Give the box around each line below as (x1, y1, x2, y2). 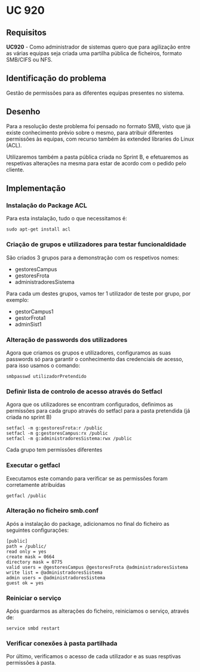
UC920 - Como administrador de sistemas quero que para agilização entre (6, 43, 191, 50)
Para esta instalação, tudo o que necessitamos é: (6, 215, 127, 222)
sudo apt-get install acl (6, 226, 70, 232)
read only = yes (6, 549, 47, 555)
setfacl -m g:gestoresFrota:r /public (6, 425, 103, 431)
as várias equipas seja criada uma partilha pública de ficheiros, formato (6, 50, 182, 57)
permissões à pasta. (6, 659, 56, 667)
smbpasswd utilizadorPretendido (6, 373, 87, 379)
